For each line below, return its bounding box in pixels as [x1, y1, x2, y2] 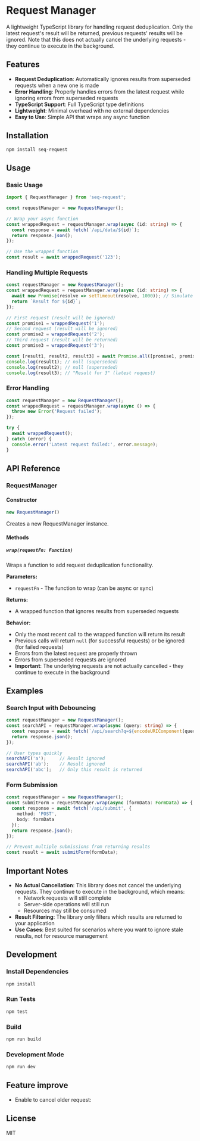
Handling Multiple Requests [6, 268, 88, 276]
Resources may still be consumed [23, 907, 107, 914]
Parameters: [6, 573, 37, 580]
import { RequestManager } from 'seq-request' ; [6, 194, 127, 200]
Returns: [6, 596, 29, 603]
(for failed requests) [14, 643, 64, 650]
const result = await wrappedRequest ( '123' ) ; [6, 254, 121, 260]
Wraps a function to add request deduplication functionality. [6, 561, 154, 568]
